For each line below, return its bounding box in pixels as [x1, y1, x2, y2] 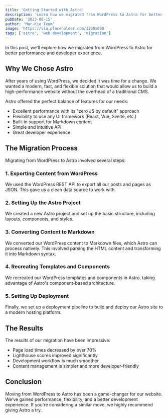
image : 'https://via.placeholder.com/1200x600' [5, 26, 107, 31]
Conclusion [5, 378, 42, 386]
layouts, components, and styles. [5, 216, 74, 222]
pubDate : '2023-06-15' [5, 17, 53, 22]
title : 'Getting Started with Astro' [5, 7, 84, 13]
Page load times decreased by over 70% [12, 347, 97, 353]
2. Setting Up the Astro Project [5, 199, 81, 206]
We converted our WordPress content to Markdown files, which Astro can [5, 240, 157, 246]
